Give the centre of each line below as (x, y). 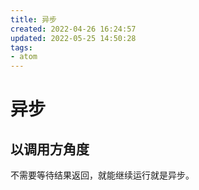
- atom (24, 57)
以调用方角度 (50, 149)
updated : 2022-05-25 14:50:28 (73, 38)
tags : (21, 47)
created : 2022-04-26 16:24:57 (73, 29)
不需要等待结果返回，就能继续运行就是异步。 (102, 175)
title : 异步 (33, 19)
